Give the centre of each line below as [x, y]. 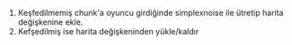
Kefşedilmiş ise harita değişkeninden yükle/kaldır [108, 31]
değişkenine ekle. [50, 22]
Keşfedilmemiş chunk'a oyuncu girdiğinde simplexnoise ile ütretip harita [150, 13]
